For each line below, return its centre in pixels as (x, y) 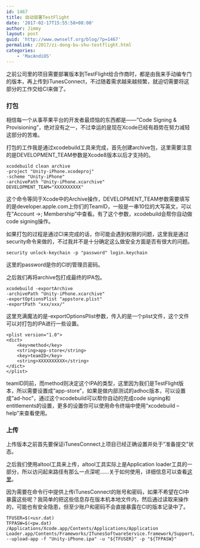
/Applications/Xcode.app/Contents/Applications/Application (82, 529)
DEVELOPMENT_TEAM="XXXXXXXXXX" (45, 187)
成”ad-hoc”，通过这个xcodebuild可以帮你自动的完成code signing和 (88, 398)
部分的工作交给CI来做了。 (37, 89)
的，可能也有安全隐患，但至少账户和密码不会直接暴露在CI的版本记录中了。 (97, 507)
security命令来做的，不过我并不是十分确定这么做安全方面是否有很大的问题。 (100, 241)
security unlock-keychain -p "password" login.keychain (77, 253)
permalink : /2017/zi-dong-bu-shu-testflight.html (69, 45)
